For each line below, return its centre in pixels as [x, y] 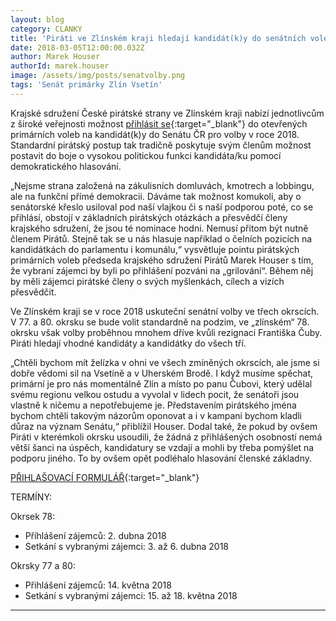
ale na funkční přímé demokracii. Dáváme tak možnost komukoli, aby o [156, 196]
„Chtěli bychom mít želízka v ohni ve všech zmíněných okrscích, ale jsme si [165, 362]
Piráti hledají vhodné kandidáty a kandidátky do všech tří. [128, 343]
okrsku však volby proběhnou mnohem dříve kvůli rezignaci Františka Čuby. [166, 332]
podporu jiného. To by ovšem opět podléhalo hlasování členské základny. [161, 458]
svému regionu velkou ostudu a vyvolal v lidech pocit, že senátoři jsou [155, 394]
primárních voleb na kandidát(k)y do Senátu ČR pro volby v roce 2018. [155, 134]
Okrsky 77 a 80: [43, 565]
